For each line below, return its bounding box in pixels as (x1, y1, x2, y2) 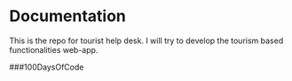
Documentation (9, 6, 127, 26)
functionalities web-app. (9, 44, 99, 55)
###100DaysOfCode (9, 62, 84, 72)
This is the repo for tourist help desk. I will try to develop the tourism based (9, 35, 284, 46)
